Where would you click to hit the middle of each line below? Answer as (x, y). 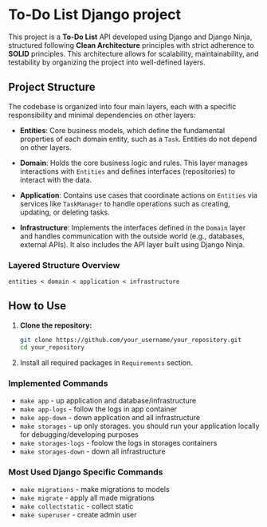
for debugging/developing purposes (79, 434)
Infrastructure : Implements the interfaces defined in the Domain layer (133, 227)
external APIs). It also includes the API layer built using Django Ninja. (132, 244)
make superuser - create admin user (78, 515)
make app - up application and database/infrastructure (108, 400)
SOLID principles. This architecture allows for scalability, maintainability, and (133, 53)
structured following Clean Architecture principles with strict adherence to (131, 45)
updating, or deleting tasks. (65, 212)
